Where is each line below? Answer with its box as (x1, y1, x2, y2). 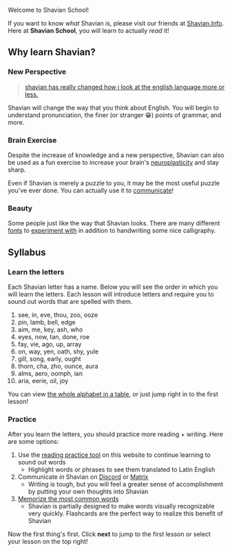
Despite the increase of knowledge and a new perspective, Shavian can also (8, 151, 224, 159)
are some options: (8, 438, 59, 446)
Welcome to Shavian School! (8, 6, 89, 14)
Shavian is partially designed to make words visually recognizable (28, 502, 215, 511)
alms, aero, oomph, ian (17, 369, 83, 378)
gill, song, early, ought (17, 354, 81, 362)
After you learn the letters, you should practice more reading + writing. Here (8, 430, 223, 438)
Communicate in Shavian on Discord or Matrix (17, 473, 149, 481)
